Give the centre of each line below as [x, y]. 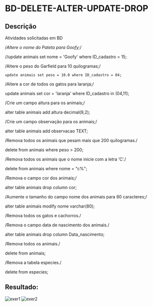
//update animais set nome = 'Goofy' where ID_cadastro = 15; [66, 57]
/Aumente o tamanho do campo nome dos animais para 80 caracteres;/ [76, 197]
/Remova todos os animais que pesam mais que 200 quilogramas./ [71, 140]
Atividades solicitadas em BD [34, 38]
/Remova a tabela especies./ [33, 263]
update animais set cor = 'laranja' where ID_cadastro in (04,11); [67, 93]
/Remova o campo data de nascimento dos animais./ [57, 225]
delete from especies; [27, 272]
